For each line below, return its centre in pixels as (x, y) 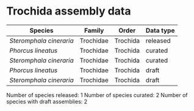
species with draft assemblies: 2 (47, 101)
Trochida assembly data (69, 11)
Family (94, 30)
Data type (160, 30)
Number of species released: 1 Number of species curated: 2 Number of (97, 95)
